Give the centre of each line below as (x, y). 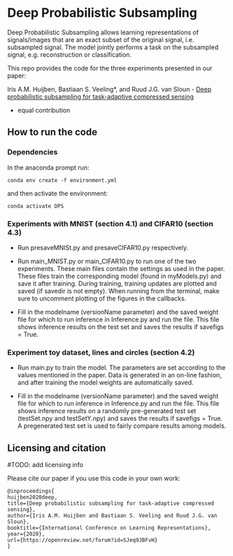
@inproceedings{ (31, 492)
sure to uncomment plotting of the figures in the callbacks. (102, 298)
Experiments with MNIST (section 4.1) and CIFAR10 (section (110, 223)
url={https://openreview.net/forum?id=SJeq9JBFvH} (83, 541)
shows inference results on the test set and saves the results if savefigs (120, 326)
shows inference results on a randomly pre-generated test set (107, 411)
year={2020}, (26, 534)
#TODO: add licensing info (45, 465)
